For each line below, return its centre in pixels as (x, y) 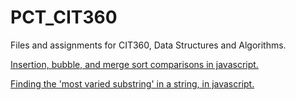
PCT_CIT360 (64, 17)
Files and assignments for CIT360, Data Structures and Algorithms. (148, 45)
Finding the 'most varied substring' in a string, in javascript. (132, 83)
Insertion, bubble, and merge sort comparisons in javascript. (134, 64)
